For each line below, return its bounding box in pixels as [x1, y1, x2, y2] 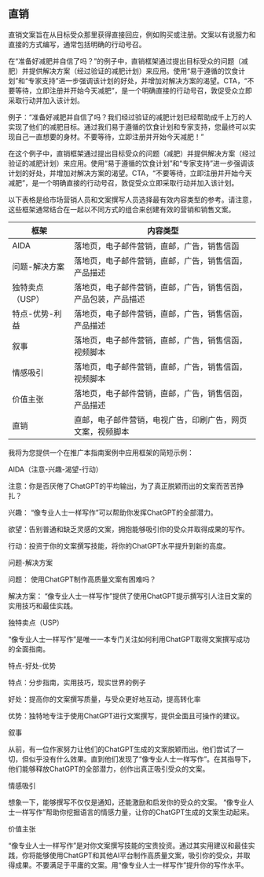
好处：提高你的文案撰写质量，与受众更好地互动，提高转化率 [8, 694, 201, 703]
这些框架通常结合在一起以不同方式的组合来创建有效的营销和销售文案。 [8, 204, 236, 214]
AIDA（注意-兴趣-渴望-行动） [8, 464, 104, 474]
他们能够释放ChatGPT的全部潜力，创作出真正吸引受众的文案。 [8, 764, 210, 773]
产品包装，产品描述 [73, 293, 145, 304]
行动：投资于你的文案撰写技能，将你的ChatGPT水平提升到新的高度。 [8, 541, 230, 550]
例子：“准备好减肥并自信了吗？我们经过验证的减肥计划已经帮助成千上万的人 [8, 112, 253, 122]
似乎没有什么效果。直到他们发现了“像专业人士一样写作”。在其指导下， [28, 754, 255, 764]
